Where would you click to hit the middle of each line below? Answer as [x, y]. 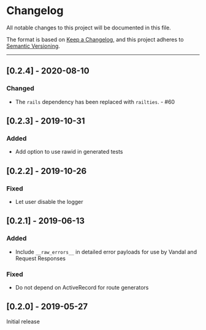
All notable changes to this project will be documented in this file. [89, 28]
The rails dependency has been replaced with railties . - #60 [95, 102]
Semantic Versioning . [33, 46]
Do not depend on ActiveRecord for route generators [82, 287]
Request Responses [40, 258]
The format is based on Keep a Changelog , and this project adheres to [95, 39]
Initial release [23, 321]
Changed [21, 88]
